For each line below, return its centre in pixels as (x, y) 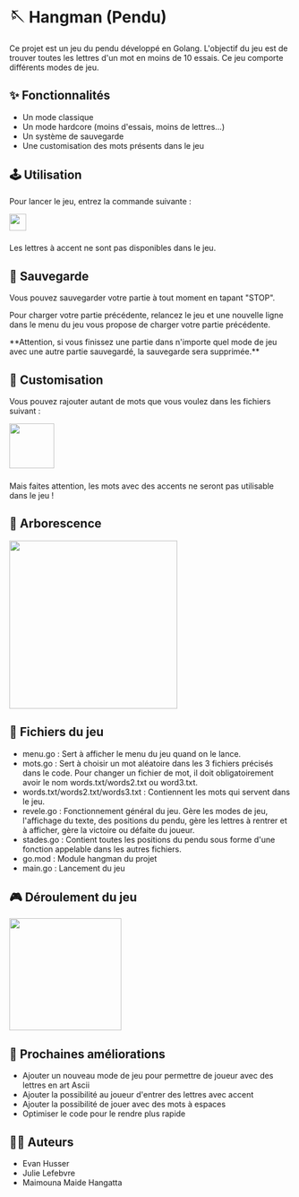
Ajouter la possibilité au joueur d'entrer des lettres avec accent (138, 1095)
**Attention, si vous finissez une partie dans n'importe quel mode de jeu (143, 343)
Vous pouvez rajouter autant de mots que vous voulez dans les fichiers (140, 402)
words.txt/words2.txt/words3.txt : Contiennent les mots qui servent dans (156, 792)
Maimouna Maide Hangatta (72, 1183)
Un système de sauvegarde (73, 136)
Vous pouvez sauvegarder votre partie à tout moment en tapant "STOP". (142, 298)
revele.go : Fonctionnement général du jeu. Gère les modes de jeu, (145, 811)
